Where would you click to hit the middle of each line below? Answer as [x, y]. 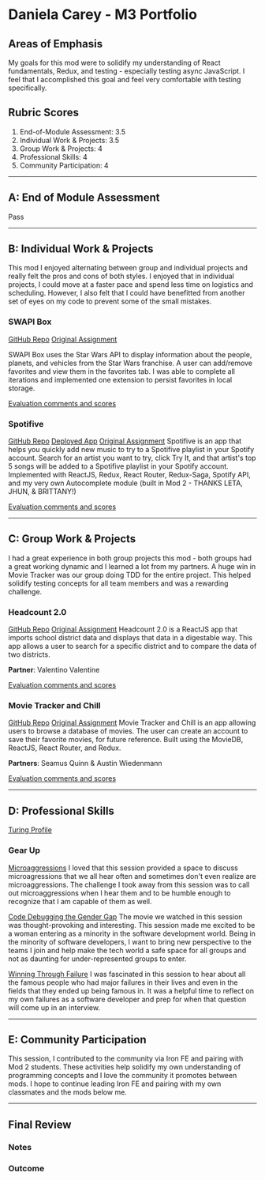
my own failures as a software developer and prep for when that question [127, 999]
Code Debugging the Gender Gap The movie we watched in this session [125, 916]
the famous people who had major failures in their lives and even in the [123, 982]
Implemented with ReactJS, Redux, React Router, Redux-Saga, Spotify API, [129, 475]
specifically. [28, 88]
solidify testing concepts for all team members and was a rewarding [118, 583]
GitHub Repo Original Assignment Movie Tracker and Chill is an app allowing [132, 723]
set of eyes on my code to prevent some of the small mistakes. [110, 301]
